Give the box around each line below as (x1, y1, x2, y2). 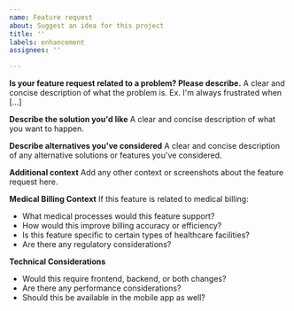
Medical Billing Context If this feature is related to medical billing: (9, 194, 250, 205)
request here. (9, 176, 58, 187)
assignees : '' (9, 46, 62, 55)
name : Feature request (9, 12, 93, 22)
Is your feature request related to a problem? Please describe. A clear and (9, 78, 285, 89)
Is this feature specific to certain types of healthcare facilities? (21, 229, 250, 240)
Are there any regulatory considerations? (21, 239, 172, 250)
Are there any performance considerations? (21, 283, 182, 293)
